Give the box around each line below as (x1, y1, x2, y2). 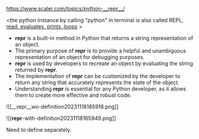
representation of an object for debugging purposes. (14, 54, 145, 60)
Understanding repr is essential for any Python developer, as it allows (14, 85, 186, 92)
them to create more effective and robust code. (14, 92, 131, 98)
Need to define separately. (6, 126, 72, 133)
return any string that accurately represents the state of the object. (14, 79, 179, 86)
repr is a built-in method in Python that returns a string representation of (14, 35, 194, 41)
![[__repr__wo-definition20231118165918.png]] (6, 103, 119, 110)
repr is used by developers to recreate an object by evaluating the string (14, 60, 193, 67)
